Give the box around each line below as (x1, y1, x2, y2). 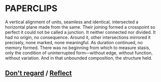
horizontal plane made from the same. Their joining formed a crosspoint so (5, 24, 156, 30)
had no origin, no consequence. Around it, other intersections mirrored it (5, 34, 151, 40)
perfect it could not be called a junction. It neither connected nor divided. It (5, 29, 156, 35)
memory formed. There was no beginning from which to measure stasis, (5, 45, 150, 50)
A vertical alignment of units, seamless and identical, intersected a (5, 19, 139, 25)
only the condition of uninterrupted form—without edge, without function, (5, 49, 153, 56)
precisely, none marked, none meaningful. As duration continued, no (5, 39, 143, 45)
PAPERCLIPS (5, 3, 58, 14)
